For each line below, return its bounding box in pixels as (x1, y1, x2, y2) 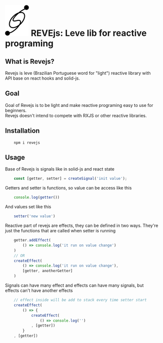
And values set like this (5, 204, 52, 210)
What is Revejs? (5, 57, 54, 66)
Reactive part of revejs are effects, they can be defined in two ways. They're (5, 223, 159, 228)
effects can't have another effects (5, 288, 73, 293)
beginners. (5, 107, 27, 113)
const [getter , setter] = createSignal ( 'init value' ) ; (14, 176, 127, 181)
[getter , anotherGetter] (22, 269, 73, 274)
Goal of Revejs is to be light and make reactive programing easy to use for (5, 102, 153, 108)
